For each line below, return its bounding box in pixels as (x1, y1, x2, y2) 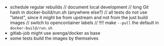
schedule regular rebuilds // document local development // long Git (9, 4, 149, 10)
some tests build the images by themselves (9, 35, 98, 41)
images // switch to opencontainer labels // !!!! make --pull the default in (9, 20, 159, 25)
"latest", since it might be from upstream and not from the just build (9, 15, 148, 20)
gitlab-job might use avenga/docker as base (9, 30, 100, 36)
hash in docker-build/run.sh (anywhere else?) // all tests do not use (9, 9, 148, 15)
